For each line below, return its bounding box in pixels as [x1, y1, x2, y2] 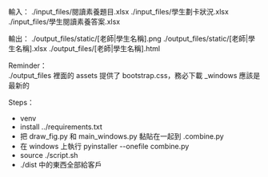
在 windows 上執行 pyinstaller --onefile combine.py [19, 142, 190, 151]
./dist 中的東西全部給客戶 [19, 160, 102, 169]
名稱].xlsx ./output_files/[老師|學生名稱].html [14, 44, 161, 53]
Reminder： [8, 61, 47, 70]
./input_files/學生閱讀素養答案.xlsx [8, 17, 121, 26]
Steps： [8, 98, 34, 107]
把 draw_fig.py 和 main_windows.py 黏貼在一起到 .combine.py [19, 132, 224, 141]
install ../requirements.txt [19, 122, 102, 132]
